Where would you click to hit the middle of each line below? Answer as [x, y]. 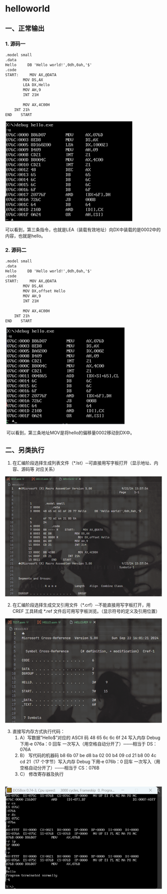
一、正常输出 [25, 28]
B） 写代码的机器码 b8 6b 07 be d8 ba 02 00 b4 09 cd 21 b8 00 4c [88, 755]
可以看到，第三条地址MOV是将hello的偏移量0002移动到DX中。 [71, 433]
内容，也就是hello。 [25, 236]
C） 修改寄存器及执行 [42, 774]
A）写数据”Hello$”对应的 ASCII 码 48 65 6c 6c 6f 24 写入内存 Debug [90, 738]
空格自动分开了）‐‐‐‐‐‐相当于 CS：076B [59, 767]
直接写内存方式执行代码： [39, 731]
